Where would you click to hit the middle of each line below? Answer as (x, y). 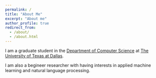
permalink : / (18, 10)
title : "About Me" (24, 14)
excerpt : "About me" (26, 19)
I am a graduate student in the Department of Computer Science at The (77, 50)
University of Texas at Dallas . (34, 56)
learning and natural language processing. (48, 70)
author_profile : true (27, 23)
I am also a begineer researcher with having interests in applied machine (78, 65)
